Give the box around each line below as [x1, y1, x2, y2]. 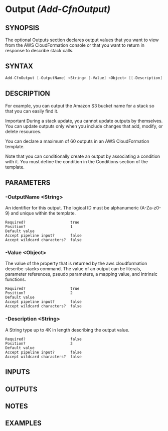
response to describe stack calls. [5, 48, 74, 53]
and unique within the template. [11, 210, 76, 217]
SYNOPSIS [5, 24, 40, 32]
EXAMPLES [5, 419, 42, 427]
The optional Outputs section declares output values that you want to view [5, 37, 159, 43]
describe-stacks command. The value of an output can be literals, [5, 266, 141, 272]
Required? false [5, 337, 82, 342]
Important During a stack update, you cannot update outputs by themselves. [5, 118, 163, 124]
